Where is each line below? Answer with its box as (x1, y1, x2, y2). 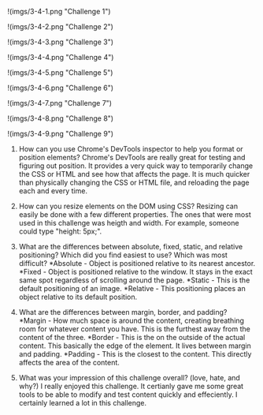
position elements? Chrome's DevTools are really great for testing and (18, 153, 246, 162)
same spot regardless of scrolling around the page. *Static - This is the (18, 275, 250, 285)
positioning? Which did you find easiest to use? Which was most (18, 250, 228, 260)
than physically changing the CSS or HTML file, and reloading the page (18, 178, 250, 187)
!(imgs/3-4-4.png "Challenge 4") (7, 53, 114, 62)
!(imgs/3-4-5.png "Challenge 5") (7, 68, 113, 77)
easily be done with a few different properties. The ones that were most (18, 210, 251, 219)
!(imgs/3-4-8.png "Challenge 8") (7, 114, 114, 123)
